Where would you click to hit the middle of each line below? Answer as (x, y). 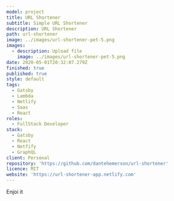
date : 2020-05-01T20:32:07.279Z (47, 62)
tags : (13, 85)
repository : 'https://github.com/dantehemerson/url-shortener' (88, 164)
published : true (27, 74)
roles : (14, 118)
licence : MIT (23, 169)
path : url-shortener (32, 34)
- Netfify (24, 146)
